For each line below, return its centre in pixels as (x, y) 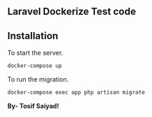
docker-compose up (35, 66)
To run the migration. (38, 79)
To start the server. (35, 53)
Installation (33, 36)
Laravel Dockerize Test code (72, 12)
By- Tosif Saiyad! (33, 106)
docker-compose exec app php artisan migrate (76, 93)
